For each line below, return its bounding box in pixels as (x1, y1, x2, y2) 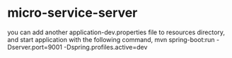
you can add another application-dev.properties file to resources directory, (7, 28, 225, 36)
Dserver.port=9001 (7, 43, 62, 51)
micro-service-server (7, 5, 138, 21)
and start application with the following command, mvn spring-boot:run (7, 35, 215, 43)
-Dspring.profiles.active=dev (63, 43, 148, 51)
